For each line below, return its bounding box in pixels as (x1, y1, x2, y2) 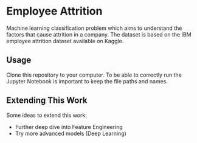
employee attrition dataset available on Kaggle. (6, 37, 124, 44)
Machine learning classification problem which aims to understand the (6, 24, 182, 32)
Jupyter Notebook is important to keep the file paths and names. (6, 77, 168, 85)
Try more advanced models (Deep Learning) (15, 130, 126, 137)
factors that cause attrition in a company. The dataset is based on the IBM (6, 30, 192, 38)
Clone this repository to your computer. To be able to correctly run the (6, 71, 182, 78)
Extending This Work (6, 96, 88, 106)
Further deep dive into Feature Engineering (15, 123, 123, 130)
